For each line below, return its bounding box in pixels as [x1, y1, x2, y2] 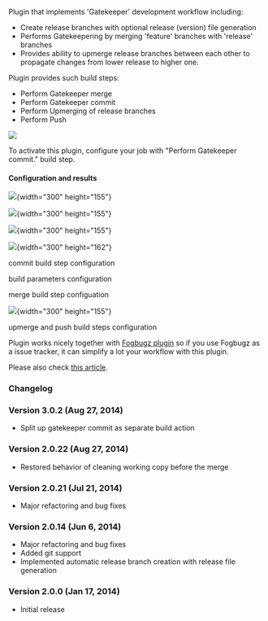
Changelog [8, 383, 53, 394]
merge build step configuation [8, 290, 110, 300]
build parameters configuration [8, 274, 112, 284]
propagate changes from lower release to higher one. [19, 57, 199, 67]
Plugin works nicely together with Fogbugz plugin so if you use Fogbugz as [8, 338, 260, 348]
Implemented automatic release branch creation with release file [19, 557, 236, 566]
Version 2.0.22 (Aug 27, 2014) [8, 444, 129, 455]
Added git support [19, 549, 82, 558]
